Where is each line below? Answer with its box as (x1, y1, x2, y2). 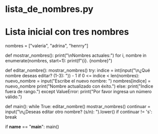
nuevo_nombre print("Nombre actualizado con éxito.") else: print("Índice (5, 83, 154, 89)
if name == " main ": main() (5, 124, 60, 130)
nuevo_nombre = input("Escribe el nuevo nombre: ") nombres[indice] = (5, 78, 151, 84)
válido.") (5, 94, 22, 100)
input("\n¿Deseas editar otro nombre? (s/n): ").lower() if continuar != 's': (5, 109, 153, 115)
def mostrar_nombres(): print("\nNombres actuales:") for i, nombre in (5, 52, 147, 58)
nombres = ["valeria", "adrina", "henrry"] (5, 43, 88, 49)
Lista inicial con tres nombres (5, 26, 129, 38)
